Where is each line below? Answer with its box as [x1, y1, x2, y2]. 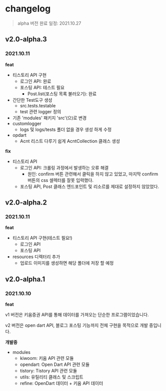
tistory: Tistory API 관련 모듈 [20, 368, 77, 373]
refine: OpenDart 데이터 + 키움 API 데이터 [20, 380, 103, 386]
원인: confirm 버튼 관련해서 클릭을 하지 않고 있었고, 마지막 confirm [27, 171, 158, 177]
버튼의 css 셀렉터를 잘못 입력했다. [27, 177, 94, 183]
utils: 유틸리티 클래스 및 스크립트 [20, 374, 84, 380]
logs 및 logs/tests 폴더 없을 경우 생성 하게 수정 [20, 126, 112, 132]
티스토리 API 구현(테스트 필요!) [12, 235, 73, 241]
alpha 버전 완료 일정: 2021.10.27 [17, 20, 81, 26]
